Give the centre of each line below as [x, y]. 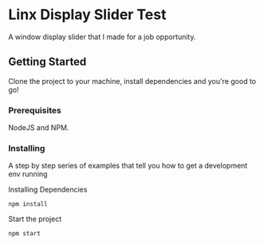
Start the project [35, 219]
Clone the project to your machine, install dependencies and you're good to [132, 81]
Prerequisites [35, 110]
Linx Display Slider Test [87, 15]
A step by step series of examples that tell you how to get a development [128, 166]
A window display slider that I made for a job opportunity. [102, 37]
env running [28, 174]
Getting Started [47, 62]
